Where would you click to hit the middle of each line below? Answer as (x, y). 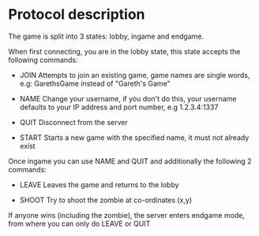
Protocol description (77, 15)
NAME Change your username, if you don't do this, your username (128, 98)
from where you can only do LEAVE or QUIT (79, 223)
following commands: (43, 60)
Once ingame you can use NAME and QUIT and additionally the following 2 (130, 161)
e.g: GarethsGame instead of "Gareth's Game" (95, 83)
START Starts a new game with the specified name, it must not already (134, 137)
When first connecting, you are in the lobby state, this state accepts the (124, 51)
